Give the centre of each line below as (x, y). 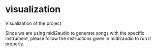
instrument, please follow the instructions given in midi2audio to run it (78, 38)
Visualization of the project (34, 23)
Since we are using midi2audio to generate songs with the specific (75, 33)
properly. (15, 43)
